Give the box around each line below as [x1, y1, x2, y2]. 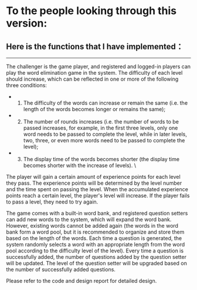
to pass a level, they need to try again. [6, 198, 98, 205]
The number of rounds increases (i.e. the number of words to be [23, 118, 179, 125]
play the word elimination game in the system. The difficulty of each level [6, 69, 183, 76]
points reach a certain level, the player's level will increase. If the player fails [6, 192, 190, 199]
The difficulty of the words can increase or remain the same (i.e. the [23, 99, 188, 106]
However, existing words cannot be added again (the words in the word [6, 222, 179, 229]
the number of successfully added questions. [6, 266, 116, 273]
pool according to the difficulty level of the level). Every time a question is [6, 247, 184, 254]
